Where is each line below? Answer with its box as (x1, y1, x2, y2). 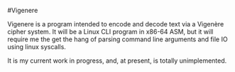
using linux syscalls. (7, 43, 66, 51)
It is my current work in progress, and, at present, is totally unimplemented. (7, 56, 227, 65)
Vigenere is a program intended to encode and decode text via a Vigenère (7, 20, 224, 28)
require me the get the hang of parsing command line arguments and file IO (7, 35, 229, 43)
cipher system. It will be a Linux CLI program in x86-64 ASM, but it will (7, 28, 214, 36)
